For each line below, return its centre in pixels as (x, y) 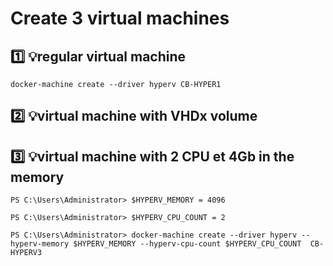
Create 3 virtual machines (120, 18)
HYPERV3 (26, 253)
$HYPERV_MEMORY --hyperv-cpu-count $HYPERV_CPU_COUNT (187, 244)
